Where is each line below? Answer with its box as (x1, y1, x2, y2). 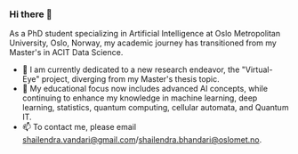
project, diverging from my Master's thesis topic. (41, 74, 220, 85)
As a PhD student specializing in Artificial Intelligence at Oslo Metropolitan (9, 28, 281, 39)
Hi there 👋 (9, 8, 53, 20)
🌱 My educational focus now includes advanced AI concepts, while (21, 84, 269, 94)
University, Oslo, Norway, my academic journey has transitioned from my (9, 37, 278, 48)
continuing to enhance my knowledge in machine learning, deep (21, 93, 258, 103)
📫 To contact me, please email (21, 122, 136, 133)
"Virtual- (241, 64, 273, 75)
